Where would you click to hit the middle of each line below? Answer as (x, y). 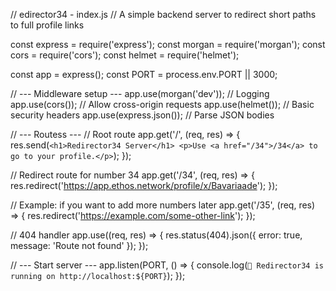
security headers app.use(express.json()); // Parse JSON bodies (142, 115)
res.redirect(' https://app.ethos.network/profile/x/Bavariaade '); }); (144, 185)
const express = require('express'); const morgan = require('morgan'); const (168, 44)
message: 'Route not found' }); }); (79, 245)
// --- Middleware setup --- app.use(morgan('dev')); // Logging (140, 93)
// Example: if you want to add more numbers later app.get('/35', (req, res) (163, 205)
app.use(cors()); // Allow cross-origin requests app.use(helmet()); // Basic (162, 104)
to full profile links (47, 25)
